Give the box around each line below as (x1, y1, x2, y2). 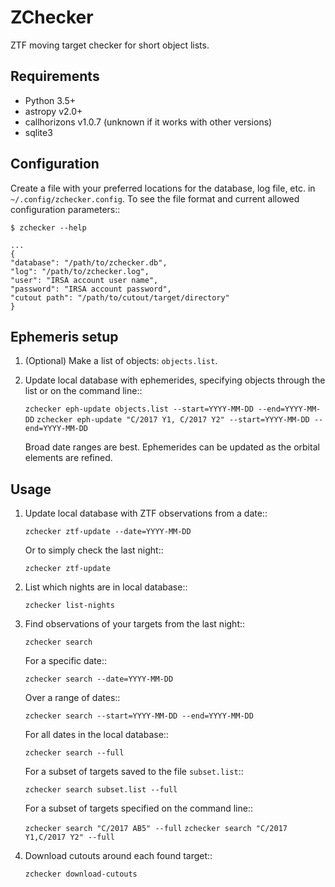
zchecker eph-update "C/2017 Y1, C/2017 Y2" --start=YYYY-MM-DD (36, 415, 310, 425)
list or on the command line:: (24, 385, 143, 397)
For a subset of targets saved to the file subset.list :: (24, 766, 244, 778)
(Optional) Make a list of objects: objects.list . (24, 355, 218, 367)
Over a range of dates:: (24, 692, 121, 704)
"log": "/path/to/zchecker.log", (10, 266, 150, 276)
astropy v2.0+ (24, 105, 83, 117)
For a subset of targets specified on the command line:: (24, 802, 253, 815)
